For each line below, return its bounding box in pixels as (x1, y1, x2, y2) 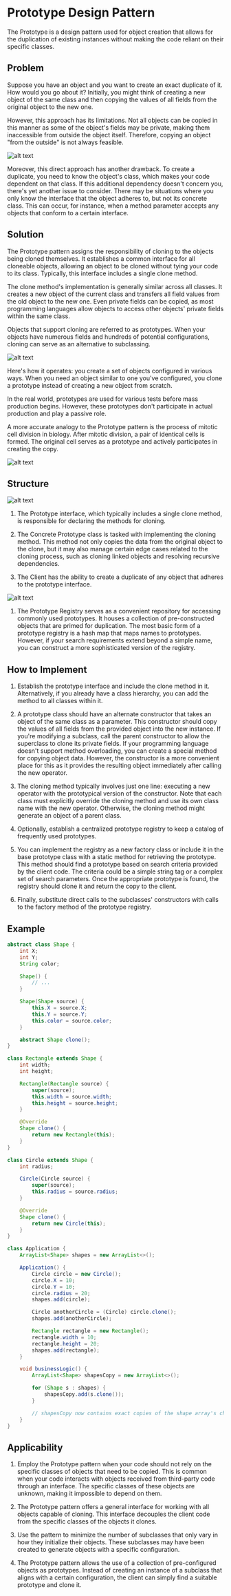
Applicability (7, 1441, 63, 1453)
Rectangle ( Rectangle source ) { (19, 1080, 109, 1087)
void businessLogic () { (19, 1366, 88, 1372)
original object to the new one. (7, 102, 93, 111)
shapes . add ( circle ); (32, 1296, 91, 1303)
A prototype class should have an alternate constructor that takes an (16, 710, 212, 718)
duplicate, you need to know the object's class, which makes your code (7, 172, 210, 180)
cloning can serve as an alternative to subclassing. (7, 339, 151, 348)
